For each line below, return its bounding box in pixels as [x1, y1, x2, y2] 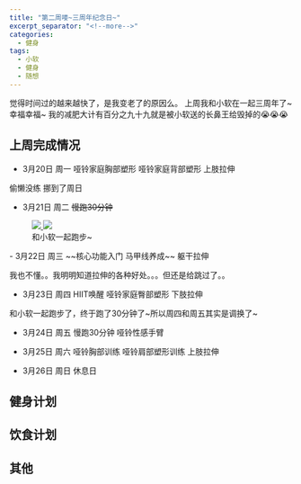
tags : [9, 47, 30, 56]
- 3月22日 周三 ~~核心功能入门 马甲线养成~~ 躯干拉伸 [9, 250, 209, 261]
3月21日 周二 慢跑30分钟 [22, 202, 114, 212]
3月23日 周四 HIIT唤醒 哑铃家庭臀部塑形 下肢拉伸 [22, 289, 204, 300]
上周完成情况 [9, 138, 81, 153]
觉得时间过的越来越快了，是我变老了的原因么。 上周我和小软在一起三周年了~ [9, 97, 293, 108]
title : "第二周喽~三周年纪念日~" [9, 13, 121, 22]
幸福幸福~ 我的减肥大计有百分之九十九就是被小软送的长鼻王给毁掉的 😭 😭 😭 [9, 109, 289, 120]
